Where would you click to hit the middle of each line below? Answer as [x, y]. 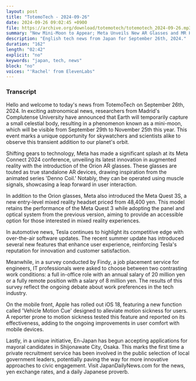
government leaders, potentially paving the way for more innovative [87, 359]
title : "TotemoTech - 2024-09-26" [48, 17]
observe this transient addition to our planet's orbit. [68, 142]
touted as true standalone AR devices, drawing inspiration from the [87, 172]
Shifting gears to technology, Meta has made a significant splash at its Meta [97, 153]
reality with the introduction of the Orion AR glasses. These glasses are [91, 166]
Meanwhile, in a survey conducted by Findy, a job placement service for [93, 262]
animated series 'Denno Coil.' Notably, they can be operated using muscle [95, 178]
